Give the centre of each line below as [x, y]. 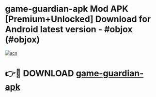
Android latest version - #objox [69, 29]
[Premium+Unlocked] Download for [78, 19]
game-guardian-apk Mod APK [67, 9]
